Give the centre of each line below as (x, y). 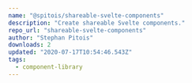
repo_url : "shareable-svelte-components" (77, 30)
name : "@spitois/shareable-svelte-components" (86, 15)
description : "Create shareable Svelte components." (97, 23)
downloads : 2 (30, 45)
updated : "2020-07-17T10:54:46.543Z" (70, 52)
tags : (17, 60)
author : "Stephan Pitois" (51, 38)
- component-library (49, 67)
